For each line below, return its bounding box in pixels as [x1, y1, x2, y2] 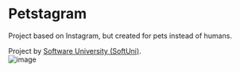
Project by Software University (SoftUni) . [8, 46, 141, 55]
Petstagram [8, 5, 87, 23]
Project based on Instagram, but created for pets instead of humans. [8, 31, 233, 40]
